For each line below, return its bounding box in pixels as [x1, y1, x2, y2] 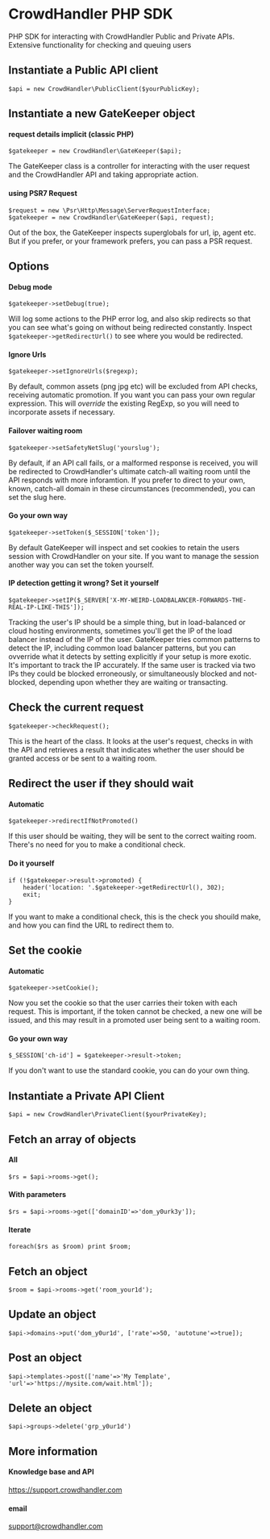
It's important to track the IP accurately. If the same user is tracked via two [8, 660, 256, 669]
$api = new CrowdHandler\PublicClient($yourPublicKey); [8, 85, 200, 93]
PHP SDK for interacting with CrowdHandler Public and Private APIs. [8, 31, 235, 41]
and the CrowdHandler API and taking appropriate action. [8, 170, 199, 180]
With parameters [8, 1190, 67, 1199]
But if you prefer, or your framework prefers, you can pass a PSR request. [8, 236, 252, 246]
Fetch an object [8, 1264, 88, 1278]
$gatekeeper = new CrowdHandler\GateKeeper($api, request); [8, 213, 215, 222]
